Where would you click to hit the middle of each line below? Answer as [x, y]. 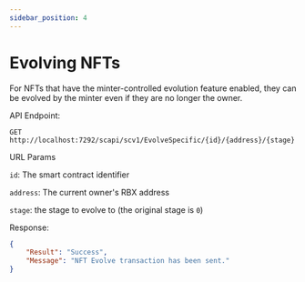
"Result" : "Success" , [66, 252]
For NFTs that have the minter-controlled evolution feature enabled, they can [153, 88]
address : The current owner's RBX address [90, 192]
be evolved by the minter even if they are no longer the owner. [126, 97]
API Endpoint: [35, 116]
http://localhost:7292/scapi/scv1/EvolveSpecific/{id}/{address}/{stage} [152, 140]
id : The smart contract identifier [70, 175]
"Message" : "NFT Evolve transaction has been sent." [128, 261]
